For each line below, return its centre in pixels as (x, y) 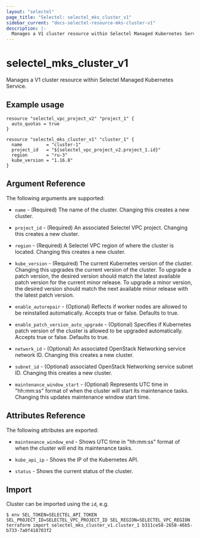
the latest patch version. (44, 295)
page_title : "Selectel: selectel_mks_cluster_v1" (69, 17)
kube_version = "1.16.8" (42, 160)
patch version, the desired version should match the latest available (97, 276)
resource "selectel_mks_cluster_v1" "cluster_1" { (70, 139)
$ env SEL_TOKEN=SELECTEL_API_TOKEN (51, 515)
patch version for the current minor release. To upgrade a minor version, (103, 282)
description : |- (26, 28)
